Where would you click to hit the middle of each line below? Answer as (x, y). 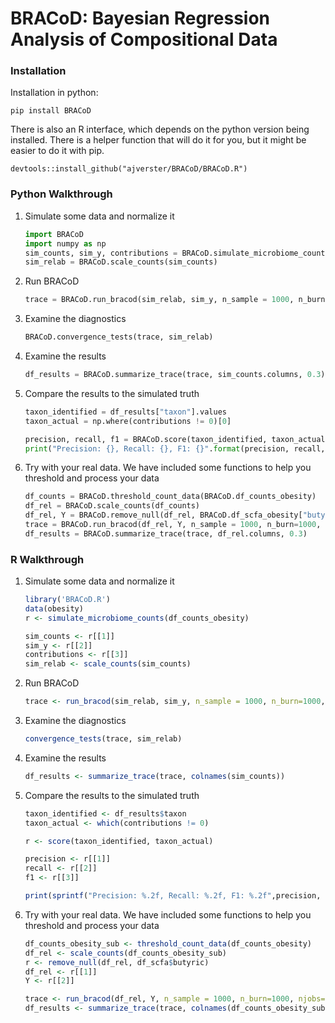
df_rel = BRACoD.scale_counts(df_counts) (112, 506)
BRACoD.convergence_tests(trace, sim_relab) (119, 337)
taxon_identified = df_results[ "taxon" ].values (125, 412)
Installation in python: (54, 93)
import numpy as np (65, 243)
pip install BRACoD (51, 111)
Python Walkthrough (61, 194)
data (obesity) (54, 608)
